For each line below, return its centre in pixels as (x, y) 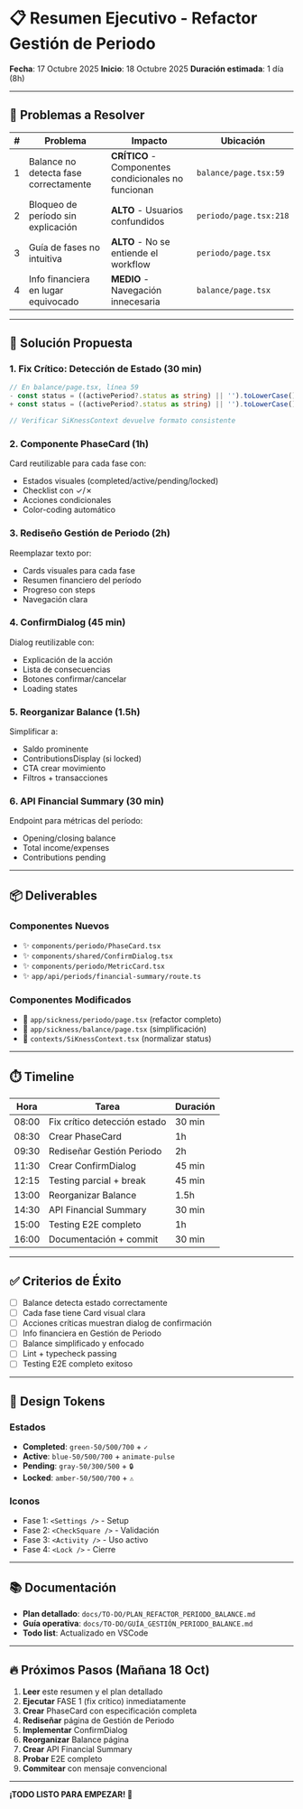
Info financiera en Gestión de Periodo (92, 1333)
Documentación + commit (103, 1239)
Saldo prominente (55, 749)
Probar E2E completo (62, 1759)
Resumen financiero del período (82, 580)
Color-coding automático (69, 510)
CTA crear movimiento (64, 769)
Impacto (149, 140)
